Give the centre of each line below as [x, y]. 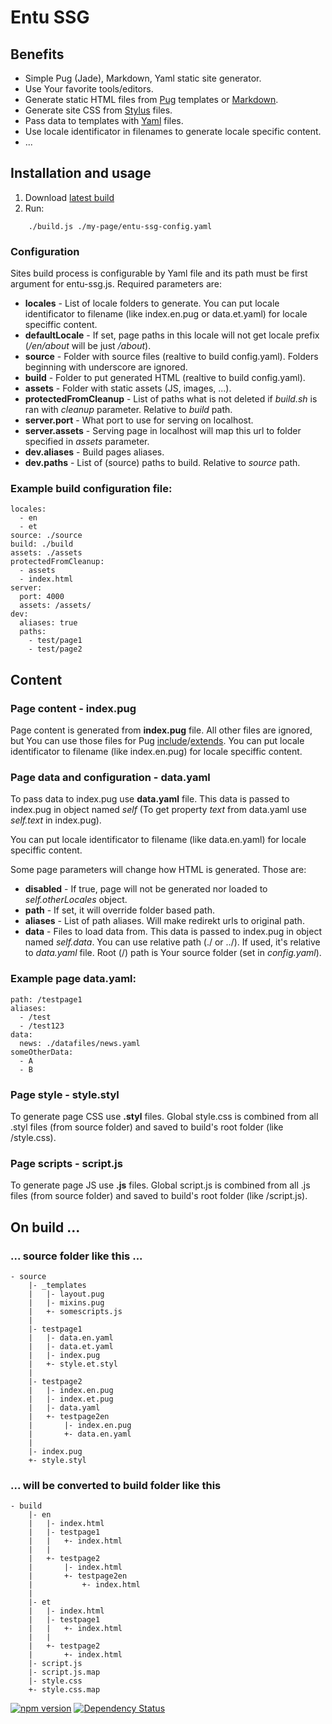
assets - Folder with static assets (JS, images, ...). [128, 388]
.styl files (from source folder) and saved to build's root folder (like [147, 1127]
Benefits [37, 54]
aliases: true [48, 623]
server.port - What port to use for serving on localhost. [139, 420]
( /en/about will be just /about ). [88, 346]
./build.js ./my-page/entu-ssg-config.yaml [120, 226]
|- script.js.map [64, 1672]
